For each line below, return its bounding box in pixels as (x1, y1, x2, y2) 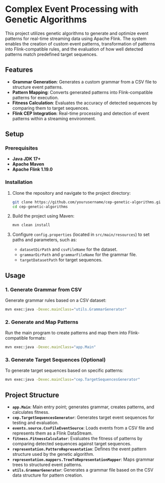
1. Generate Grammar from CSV (5, 286, 82, 293)
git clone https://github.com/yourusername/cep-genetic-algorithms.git (12, 199, 163, 205)
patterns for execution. (12, 94, 59, 100)
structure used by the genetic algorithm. (12, 451, 94, 457)
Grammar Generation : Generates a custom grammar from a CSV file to (12, 79, 157, 85)
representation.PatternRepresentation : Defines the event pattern (12, 446, 147, 452)
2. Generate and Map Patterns (5, 318, 79, 325)
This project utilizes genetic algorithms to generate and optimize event (5, 30, 149, 36)
